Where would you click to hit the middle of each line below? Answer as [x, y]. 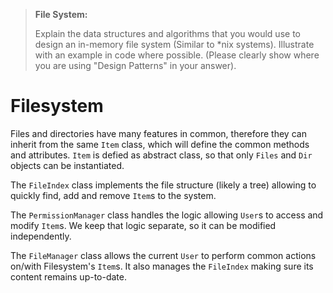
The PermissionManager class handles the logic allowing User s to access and [167, 215]
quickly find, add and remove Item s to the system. [113, 195]
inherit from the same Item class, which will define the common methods [160, 144]
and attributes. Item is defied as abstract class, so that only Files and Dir [161, 155]
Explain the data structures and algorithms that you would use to [167, 33]
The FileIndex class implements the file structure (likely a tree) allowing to [163, 185]
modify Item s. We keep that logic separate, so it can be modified [143, 225]
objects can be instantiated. [67, 165]
